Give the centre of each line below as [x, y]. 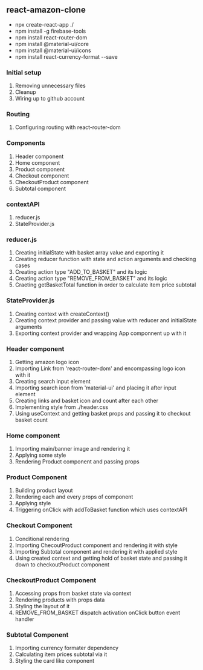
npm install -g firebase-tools [50, 31]
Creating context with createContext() [62, 314]
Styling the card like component [55, 661]
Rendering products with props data [60, 600]
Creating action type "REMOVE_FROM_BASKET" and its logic [91, 279]
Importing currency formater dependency [67, 648]
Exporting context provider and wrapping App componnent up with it [101, 333]
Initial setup [24, 72]
